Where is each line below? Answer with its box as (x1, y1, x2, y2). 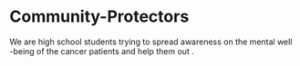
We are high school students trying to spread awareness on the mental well (9, 36, 293, 47)
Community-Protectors (9, 6, 190, 27)
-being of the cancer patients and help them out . (9, 45, 194, 56)
